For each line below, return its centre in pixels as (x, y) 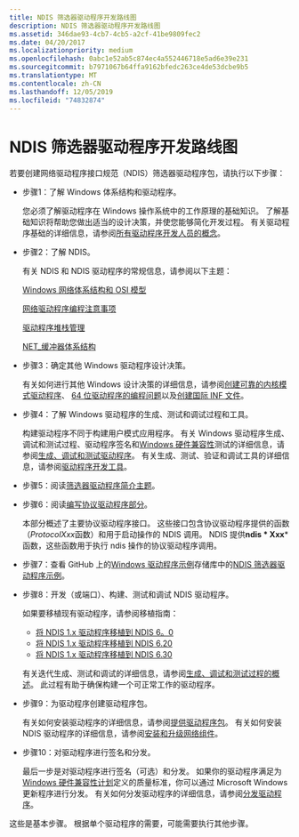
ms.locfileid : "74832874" (57, 100)
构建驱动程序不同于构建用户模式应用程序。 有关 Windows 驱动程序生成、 (155, 433)
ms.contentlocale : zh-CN (55, 84)
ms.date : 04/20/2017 (48, 42)
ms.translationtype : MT (53, 76)
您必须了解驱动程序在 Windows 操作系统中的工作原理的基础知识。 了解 (152, 211)
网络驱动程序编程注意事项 (69, 309)
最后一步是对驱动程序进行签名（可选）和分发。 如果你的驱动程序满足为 (152, 771)
